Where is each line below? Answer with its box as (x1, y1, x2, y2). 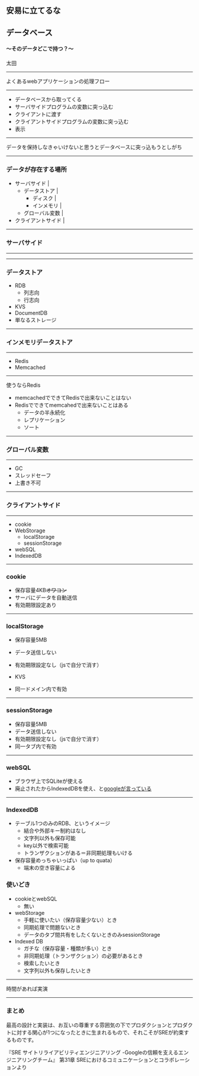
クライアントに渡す (14, 110, 62, 117)
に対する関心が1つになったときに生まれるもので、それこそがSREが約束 (11, 1029, 184, 1036)
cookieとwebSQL (14, 895, 57, 902)
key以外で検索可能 (23, 842, 69, 849)
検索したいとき (23, 959, 60, 966)
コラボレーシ (158, 1056, 190, 1063)
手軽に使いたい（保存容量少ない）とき (23, 916, 117, 923)
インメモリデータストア (6, 338, 73, 346)
